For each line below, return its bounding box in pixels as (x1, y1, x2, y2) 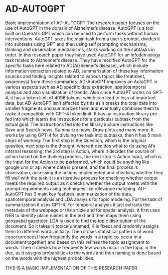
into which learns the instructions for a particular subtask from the (13, 116, 150, 122)
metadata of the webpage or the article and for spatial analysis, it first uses (5, 207, 160, 213)
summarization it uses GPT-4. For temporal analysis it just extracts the (5, 201, 150, 208)
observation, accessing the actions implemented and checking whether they (5, 169, 163, 175)
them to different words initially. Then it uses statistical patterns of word (5, 228, 153, 234)
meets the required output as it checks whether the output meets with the (5, 180, 157, 186)
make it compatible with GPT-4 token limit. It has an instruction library (5, 110, 149, 116)
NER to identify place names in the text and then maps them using (5, 212, 142, 218)
